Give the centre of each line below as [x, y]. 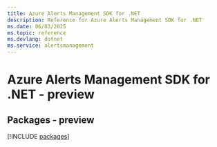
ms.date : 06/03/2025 [37, 26]
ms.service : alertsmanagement [51, 46]
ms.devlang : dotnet [35, 39]
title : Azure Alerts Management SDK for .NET [74, 13]
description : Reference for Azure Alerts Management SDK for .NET [105, 20]
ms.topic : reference [37, 33]
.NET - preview [51, 95]
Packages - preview [51, 120]
